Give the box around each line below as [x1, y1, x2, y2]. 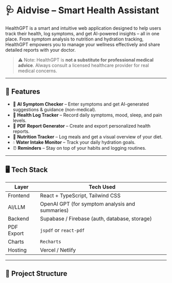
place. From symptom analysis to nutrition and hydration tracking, [5, 36, 144, 42]
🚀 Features [5, 87, 40, 96]
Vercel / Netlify [40, 246, 76, 253]
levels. [12, 117, 27, 124]
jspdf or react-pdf [40, 227, 85, 234]
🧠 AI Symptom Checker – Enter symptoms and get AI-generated [12, 101, 149, 107]
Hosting [8, 246, 27, 253]
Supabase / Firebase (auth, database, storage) [40, 215, 152, 222]
